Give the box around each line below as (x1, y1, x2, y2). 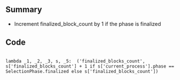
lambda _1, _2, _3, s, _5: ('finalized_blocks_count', (5, 58, 145, 64)
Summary (5, 5, 42, 15)
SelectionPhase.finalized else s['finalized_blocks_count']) (5, 68, 159, 74)
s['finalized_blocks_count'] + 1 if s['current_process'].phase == (5, 63, 175, 69)
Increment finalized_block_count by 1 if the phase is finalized (14, 20, 161, 27)
